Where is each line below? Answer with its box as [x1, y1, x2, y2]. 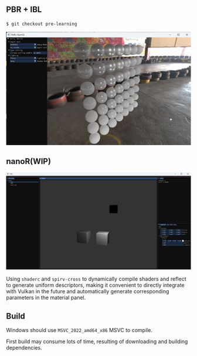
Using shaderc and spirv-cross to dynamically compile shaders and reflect [6, 275, 186, 283]
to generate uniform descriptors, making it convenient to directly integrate [6, 282, 185, 289]
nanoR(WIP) [6, 156, 52, 166]
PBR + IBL [6, 5, 42, 15]
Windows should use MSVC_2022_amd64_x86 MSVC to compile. [6, 326, 152, 333]
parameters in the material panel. [6, 294, 86, 301]
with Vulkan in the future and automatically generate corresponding [6, 288, 169, 295]
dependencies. [6, 344, 42, 351]
